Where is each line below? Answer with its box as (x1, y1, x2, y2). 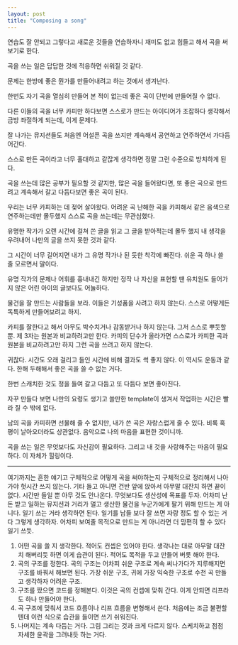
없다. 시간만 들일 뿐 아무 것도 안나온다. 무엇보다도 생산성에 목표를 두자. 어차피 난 (7, 491, 228, 499)
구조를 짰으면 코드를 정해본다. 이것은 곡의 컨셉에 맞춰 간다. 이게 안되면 (17, 585, 210, 594)
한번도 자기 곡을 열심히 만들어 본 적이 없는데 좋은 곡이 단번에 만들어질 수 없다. (7, 92, 221, 100)
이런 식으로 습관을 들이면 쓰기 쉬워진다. (30, 612, 140, 621)
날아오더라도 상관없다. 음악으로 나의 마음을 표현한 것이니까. (20, 427, 183, 435)
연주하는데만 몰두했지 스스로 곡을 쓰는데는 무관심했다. (7, 211, 155, 220)
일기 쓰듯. (7, 526, 34, 535)
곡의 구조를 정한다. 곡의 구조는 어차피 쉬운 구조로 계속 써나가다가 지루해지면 (17, 559, 226, 568)
